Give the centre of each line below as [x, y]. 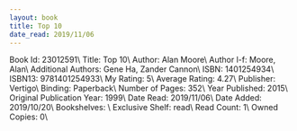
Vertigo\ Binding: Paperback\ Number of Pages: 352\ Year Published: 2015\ [148, 88]
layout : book [34, 17]
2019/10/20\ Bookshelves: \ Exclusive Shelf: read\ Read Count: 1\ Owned [144, 108]
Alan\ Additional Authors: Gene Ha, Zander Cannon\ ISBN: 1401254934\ [142, 69]
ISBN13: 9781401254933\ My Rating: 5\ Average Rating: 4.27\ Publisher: [143, 79]
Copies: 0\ [28, 117]
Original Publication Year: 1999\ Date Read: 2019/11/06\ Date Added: [136, 98]
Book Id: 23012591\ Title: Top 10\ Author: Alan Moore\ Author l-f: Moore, [143, 60]
